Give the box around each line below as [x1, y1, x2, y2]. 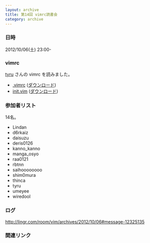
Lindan [12, 124, 27, 130]
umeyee [12, 188, 29, 194]
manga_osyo [12, 151, 39, 157]
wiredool [12, 193, 31, 199]
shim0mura [12, 172, 36, 178]
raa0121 [12, 156, 28, 162]
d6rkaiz [12, 130, 28, 136]
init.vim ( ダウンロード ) [12, 88, 58, 94]
